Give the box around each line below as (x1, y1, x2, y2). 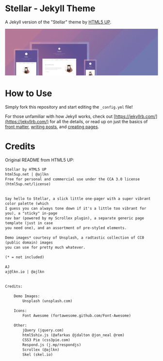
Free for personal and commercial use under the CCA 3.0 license (5, 176, 140, 182)
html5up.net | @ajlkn (5, 171, 49, 177)
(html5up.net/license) (5, 181, 51, 187)
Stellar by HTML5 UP (5, 167, 47, 172)
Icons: (14, 308, 27, 313)
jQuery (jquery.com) (22, 327, 64, 333)
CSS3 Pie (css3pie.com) (22, 337, 70, 342)
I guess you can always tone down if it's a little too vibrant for (5, 206, 147, 211)
